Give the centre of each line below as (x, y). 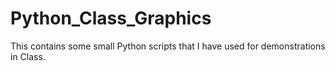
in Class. (28, 56)
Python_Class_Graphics (111, 18)
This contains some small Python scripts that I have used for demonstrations (168, 46)
